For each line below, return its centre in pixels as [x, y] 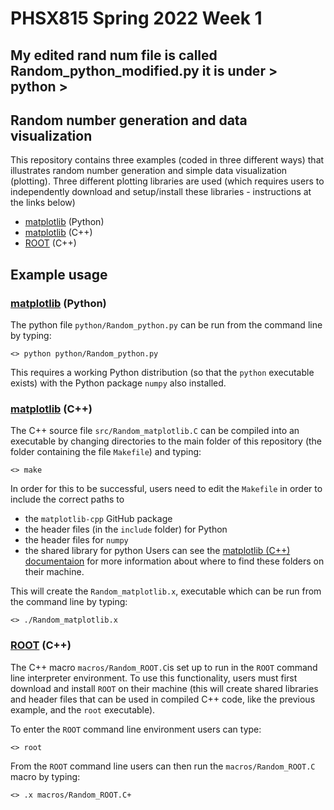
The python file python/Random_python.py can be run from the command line [166, 325]
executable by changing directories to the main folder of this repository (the [166, 441]
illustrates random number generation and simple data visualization [149, 171]
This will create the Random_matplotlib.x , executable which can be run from [166, 591]
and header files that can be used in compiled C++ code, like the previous [163, 699]
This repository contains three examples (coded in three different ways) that [167, 160]
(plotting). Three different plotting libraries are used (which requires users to [167, 181]
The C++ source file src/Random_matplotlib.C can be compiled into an [155, 431]
